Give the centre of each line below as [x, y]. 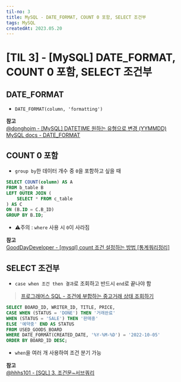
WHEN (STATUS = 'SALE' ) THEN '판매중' [52, 318]
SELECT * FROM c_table [45, 199]
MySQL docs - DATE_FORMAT [43, 135]
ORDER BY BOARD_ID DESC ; [37, 341]
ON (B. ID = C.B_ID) [30, 210]
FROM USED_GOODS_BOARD [34, 330]
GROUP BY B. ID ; [25, 215]
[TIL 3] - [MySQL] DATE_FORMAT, [91, 58]
